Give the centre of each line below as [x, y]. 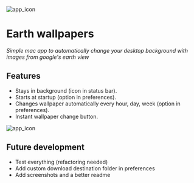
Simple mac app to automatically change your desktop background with [97, 50]
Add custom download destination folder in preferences [85, 168]
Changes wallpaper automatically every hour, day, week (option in [98, 104]
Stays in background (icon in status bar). [66, 90]
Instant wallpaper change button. [57, 116]
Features [23, 76]
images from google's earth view [48, 57]
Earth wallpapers [50, 34]
